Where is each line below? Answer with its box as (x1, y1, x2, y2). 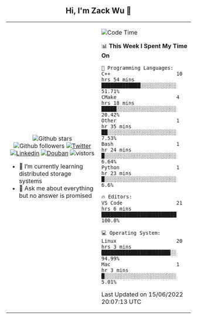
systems (19, 177, 42, 185)
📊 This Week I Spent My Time (101, 42, 188, 50)
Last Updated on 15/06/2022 (101, 290, 184, 299)
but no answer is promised (19, 191, 92, 200)
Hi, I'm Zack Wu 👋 (65, 6, 132, 16)
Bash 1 (101, 140, 180, 147)
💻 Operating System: (101, 229, 161, 236)
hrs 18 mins (101, 100, 135, 106)
